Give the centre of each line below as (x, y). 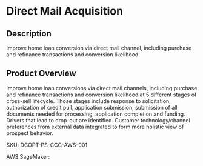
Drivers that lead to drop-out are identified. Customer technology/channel (98, 120)
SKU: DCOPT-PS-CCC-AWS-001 (47, 145)
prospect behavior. (30, 133)
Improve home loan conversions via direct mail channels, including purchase (102, 88)
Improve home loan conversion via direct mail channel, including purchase (99, 48)
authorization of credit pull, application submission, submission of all (92, 107)
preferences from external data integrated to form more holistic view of (95, 127)
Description (29, 34)
